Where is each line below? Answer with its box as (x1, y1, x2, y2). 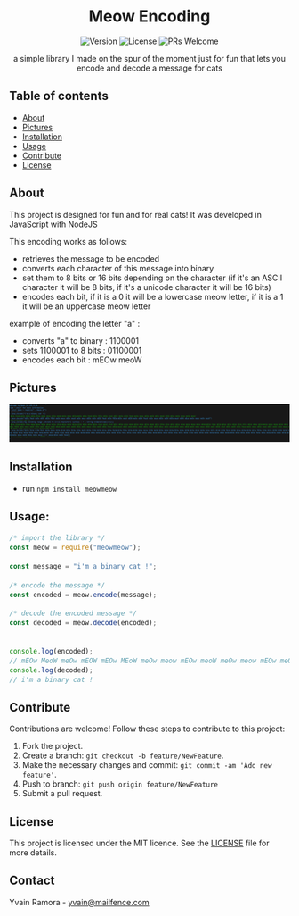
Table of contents (9, 88, 109, 104)
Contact (9, 873, 55, 888)
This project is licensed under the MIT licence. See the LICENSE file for (9, 837, 270, 849)
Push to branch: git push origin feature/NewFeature (21, 779, 219, 789)
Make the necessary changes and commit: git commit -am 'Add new (21, 760, 272, 770)
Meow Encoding (88, 6, 211, 27)
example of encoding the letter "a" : (9, 318, 141, 329)
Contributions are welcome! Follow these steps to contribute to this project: (9, 723, 286, 734)
